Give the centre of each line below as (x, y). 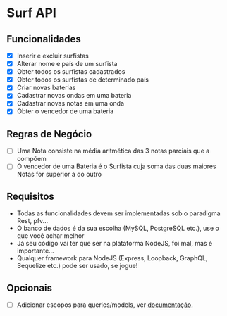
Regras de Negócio (49, 134)
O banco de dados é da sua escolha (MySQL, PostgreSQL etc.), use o (118, 228)
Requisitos (30, 196)
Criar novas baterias (46, 88)
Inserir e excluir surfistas (53, 56)
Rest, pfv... (32, 221)
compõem (31, 159)
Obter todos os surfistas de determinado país (83, 80)
